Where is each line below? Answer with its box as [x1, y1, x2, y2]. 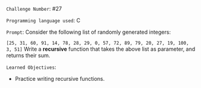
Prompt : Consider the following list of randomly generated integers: [6, 28, 171, 36]
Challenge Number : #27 [6, 5, 62, 12]
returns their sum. [6, 52, 50, 59]
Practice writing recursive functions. [14, 75, 105, 82]
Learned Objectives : [6, 63, 56, 71]
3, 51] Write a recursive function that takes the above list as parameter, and [6, 45, 196, 52]
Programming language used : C [6, 17, 81, 24]
